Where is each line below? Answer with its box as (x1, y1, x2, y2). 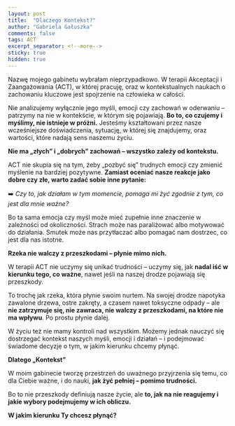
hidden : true (8, 56, 46, 63)
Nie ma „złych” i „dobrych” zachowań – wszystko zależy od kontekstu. (8, 146, 219, 155)
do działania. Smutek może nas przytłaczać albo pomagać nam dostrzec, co (8, 228, 228, 236)
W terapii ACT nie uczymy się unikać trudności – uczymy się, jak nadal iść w (8, 262, 229, 270)
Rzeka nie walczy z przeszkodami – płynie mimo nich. (8, 249, 167, 257)
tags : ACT (8, 36, 37, 43)
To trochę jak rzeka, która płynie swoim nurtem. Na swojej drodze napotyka (8, 291, 226, 299)
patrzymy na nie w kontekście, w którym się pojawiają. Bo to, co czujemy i (8, 111, 223, 119)
